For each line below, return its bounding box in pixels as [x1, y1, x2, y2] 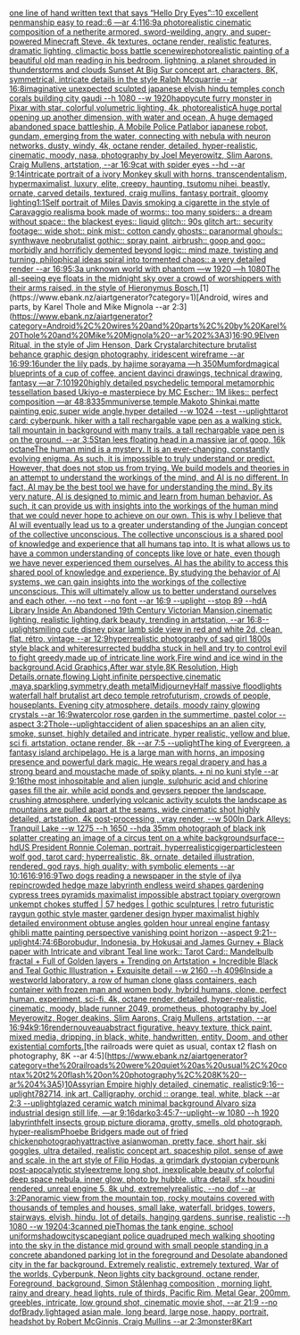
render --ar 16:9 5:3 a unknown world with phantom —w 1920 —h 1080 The [9, 263, 281, 274]
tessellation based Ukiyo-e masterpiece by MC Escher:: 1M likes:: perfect [9, 387, 279, 397]
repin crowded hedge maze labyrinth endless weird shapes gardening [9, 880, 264, 891]
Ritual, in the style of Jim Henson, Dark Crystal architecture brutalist [9, 339, 257, 350]
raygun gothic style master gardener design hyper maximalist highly [9, 908, 260, 918]
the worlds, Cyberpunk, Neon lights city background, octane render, [9, 1269, 261, 1279]
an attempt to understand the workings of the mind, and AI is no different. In [9, 472, 288, 483]
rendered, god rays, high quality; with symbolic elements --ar [9, 861, 235, 871]
